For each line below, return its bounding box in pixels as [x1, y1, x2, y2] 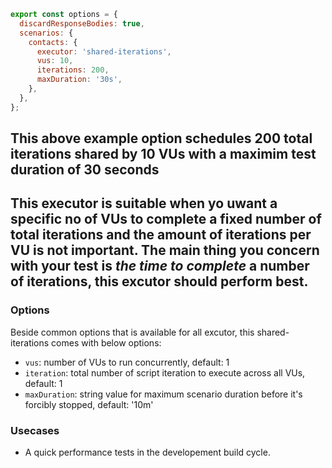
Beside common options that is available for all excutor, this [10, 326, 255, 338]
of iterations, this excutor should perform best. [10, 273, 309, 290]
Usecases [10, 423, 60, 437]
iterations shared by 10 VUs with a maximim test [10, 146, 317, 163]
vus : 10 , [36, 56, 74, 66]
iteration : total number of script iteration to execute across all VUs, [24, 366, 306, 379]
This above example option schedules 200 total [10, 130, 313, 147]
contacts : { [28, 37, 78, 47]
